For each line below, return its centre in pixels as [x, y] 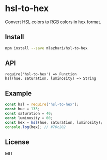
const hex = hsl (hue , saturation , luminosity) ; [54, 122]
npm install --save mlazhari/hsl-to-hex [46, 48]
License [17, 142]
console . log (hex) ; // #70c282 [36, 127]
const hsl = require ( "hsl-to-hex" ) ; [42, 104]
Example [18, 93]
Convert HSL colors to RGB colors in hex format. [53, 22]
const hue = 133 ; [23, 109]
